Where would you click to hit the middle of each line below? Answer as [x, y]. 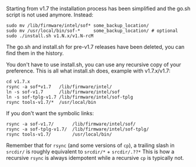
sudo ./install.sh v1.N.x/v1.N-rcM [50, 36]
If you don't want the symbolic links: [50, 113]
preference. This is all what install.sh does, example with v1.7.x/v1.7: [88, 71]
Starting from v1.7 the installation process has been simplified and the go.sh [98, 9]
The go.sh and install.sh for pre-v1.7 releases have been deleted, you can [95, 47]
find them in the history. [35, 53]
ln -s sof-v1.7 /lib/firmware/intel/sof [63, 92]
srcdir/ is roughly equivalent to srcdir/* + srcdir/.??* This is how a [90, 152]
